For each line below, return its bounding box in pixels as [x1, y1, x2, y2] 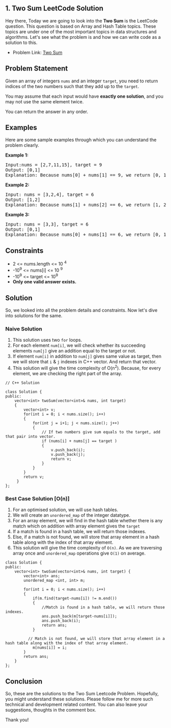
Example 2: [5, 182, 30, 188]
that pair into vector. [5, 434, 56, 439]
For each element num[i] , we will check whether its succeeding [12, 342, 146, 348]
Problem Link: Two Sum [12, 49, 63, 55]
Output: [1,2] [5, 197, 41, 203]
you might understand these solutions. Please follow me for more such [5, 696, 154, 702]
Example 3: [5, 212, 30, 218]
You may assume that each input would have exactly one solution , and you [5, 93, 164, 99]
